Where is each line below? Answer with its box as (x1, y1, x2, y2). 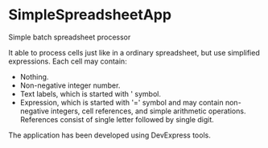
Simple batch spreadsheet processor (8, 32, 131, 42)
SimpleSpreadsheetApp (8, 6, 171, 24)
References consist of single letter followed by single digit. (19, 114, 215, 124)
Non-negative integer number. (19, 80, 121, 90)
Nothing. (19, 72, 49, 81)
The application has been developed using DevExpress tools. (8, 130, 211, 140)
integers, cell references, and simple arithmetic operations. (51, 106, 246, 116)
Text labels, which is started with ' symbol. (19, 88, 162, 98)
